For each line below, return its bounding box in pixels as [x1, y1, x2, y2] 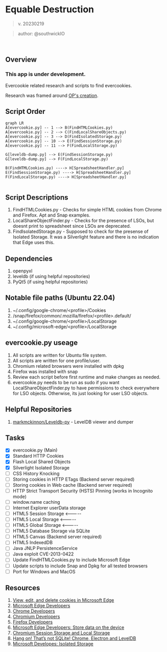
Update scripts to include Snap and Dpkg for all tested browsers [12, 563, 148, 569]
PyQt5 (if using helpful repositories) [12, 279, 88, 285]
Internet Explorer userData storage [12, 504, 86, 511]
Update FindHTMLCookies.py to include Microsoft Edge [12, 557, 130, 563]
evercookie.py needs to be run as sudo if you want [12, 379, 120, 385]
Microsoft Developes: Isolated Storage [12, 641, 93, 647]
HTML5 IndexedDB [12, 540, 53, 546]
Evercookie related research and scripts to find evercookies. [5, 82, 132, 88]
